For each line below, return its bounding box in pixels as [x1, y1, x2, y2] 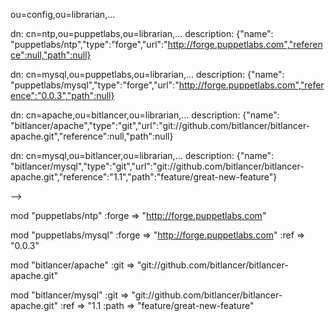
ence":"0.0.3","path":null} [10, 90, 115, 101]
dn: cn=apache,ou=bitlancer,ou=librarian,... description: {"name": [10, 109, 280, 121]
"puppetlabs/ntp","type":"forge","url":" [10, 39, 168, 50]
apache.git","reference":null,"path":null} [10, 130, 174, 142]
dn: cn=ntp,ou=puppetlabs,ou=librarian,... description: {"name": [10, 28, 274, 39]
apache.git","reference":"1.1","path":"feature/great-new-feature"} [10, 171, 278, 183]
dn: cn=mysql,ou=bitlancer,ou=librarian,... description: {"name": [10, 150, 275, 161]
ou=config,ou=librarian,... [10, 9, 116, 20]
